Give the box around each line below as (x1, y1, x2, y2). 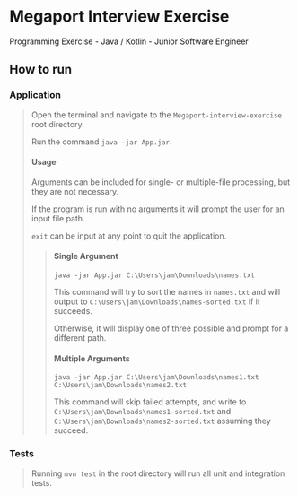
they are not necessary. (31, 186, 119, 196)
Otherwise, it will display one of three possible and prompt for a (53, 323, 289, 334)
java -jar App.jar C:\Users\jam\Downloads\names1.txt (53, 373, 259, 382)
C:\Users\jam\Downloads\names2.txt (53, 381, 187, 390)
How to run (9, 62, 73, 77)
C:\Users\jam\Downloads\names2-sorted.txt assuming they (53, 415, 271, 427)
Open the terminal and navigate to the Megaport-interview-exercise (31, 109, 283, 120)
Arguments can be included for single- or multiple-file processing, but (31, 177, 291, 187)
